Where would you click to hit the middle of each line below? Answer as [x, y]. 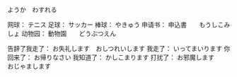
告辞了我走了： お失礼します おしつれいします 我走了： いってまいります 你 [119, 48]
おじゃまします [29, 66]
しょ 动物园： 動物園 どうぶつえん [62, 34]
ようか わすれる [32, 10]
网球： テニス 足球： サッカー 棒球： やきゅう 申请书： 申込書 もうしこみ [119, 25]
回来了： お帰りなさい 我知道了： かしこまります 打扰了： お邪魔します [111, 57]
